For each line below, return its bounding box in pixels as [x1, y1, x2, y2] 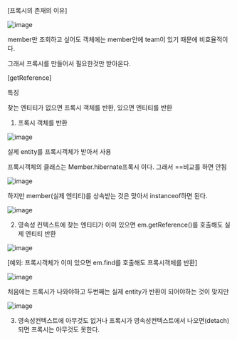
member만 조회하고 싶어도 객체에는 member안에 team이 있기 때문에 [7, 35, 198, 43]
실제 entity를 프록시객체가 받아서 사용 [7, 148, 112, 155]
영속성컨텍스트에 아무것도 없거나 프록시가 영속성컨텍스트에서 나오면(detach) [17, 316, 230, 324]
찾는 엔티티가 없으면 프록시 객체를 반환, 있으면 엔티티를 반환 [7, 103, 173, 112]
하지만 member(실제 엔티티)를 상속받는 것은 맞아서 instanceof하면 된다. [7, 192, 208, 200]
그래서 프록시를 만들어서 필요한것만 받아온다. [7, 59, 132, 68]
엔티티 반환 [25, 230, 56, 237]
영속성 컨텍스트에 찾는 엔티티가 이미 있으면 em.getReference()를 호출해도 [17, 220, 223, 229]
